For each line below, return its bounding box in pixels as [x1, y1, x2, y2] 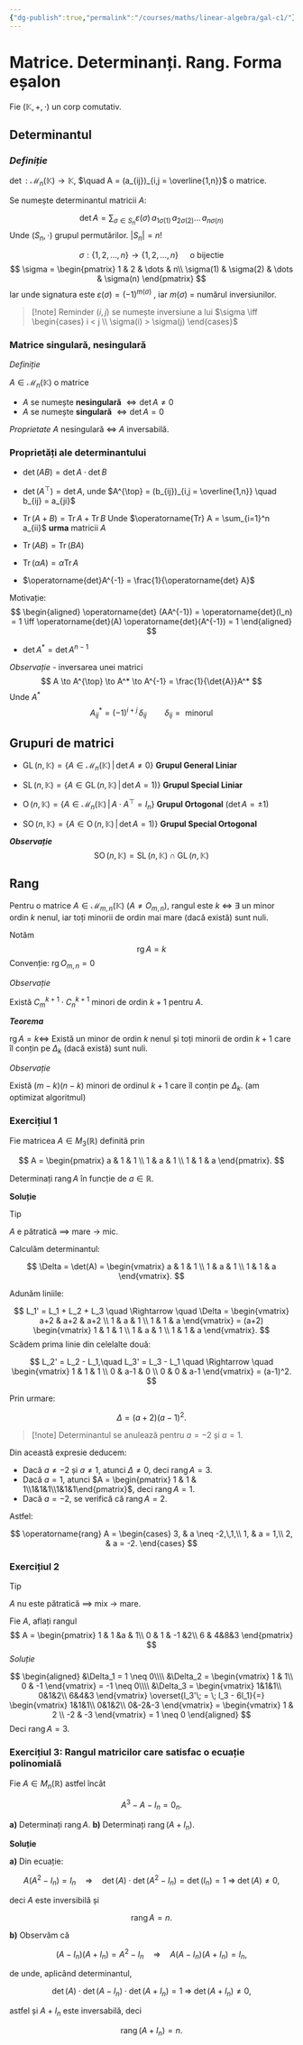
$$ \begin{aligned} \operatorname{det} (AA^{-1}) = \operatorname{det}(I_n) [10, 606, 293, 617]
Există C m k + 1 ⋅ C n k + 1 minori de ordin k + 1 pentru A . [9, 994, 204, 1009]
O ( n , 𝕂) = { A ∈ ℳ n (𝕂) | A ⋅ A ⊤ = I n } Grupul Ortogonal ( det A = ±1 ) [22, 797, 270, 812]
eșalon [9, 71, 61, 91]
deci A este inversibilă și [9, 1894, 99, 1905]
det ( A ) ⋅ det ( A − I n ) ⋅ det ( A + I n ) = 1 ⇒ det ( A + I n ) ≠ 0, [51, 1985, 252, 1999]
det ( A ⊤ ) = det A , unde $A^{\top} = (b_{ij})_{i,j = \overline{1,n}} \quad [22, 484, 277, 496]
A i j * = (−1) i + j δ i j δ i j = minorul [89, 705, 214, 720]
